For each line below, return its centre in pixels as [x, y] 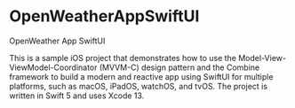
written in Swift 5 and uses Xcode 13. [77, 96]
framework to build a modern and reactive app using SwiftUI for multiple [141, 76]
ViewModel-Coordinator [53, 67]
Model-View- [263, 58]
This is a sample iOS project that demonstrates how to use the [123, 58]
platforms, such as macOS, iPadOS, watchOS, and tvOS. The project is [139, 86]
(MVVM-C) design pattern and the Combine [179, 67]
